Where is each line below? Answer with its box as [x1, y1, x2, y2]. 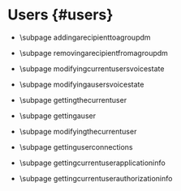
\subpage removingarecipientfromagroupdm [19, 48, 168, 57]
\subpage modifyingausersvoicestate [19, 79, 144, 89]
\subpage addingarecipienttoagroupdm [19, 32, 151, 42]
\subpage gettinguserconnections [19, 142, 133, 151]
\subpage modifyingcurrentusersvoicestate [19, 63, 165, 74]
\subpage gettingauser [19, 111, 97, 121]
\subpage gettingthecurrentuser [19, 95, 127, 104]
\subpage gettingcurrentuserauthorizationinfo [19, 173, 173, 183]
